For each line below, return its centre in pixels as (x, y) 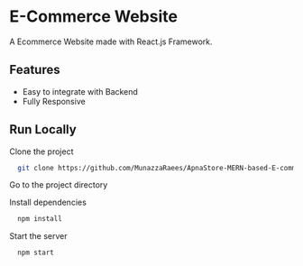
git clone (36, 168)
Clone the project (41, 151)
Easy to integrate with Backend (80, 91)
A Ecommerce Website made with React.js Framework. (111, 41)
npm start (36, 253)
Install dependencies (48, 202)
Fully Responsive (54, 101)
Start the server (38, 236)
